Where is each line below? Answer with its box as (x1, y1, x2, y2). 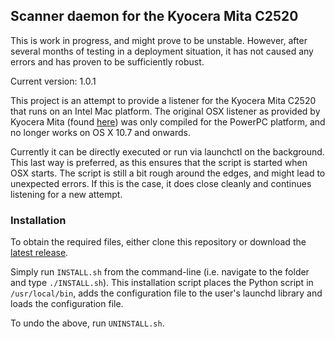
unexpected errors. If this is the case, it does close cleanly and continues (10, 177, 312, 189)
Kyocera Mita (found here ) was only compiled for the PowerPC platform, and (10, 115, 326, 128)
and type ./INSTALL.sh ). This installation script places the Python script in (10, 277, 314, 289)
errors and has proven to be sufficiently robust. (10, 55, 205, 68)
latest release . (10, 247, 69, 259)
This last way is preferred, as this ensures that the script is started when (10, 156, 308, 168)
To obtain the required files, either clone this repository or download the (10, 236, 307, 248)
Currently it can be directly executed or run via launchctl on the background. (10, 145, 325, 158)
